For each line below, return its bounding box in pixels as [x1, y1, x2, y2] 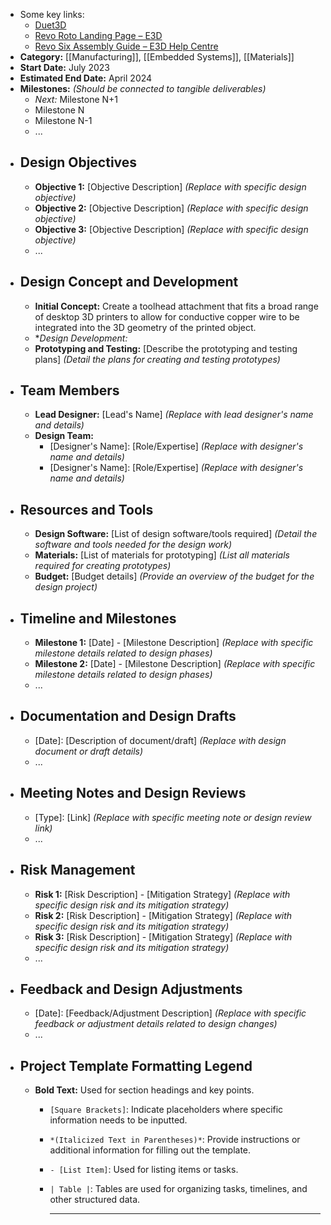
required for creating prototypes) [34, 560, 172, 572]
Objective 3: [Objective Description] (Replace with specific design [34, 223, 309, 235]
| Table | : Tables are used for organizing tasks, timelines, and [49, 1183, 308, 1195]
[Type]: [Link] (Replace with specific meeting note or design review [34, 811, 312, 823]
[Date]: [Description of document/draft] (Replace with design [34, 734, 287, 746]
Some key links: [19, 9, 85, 20]
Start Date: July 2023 [19, 62, 110, 73]
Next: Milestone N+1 [34, 94, 119, 105]
